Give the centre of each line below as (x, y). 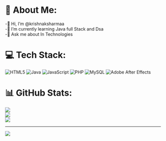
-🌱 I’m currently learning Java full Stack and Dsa (54, 29)
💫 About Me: (31, 10)
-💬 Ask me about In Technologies (39, 34)
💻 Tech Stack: (36, 55)
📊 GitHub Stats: (39, 93)
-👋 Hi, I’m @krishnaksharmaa (35, 24)
